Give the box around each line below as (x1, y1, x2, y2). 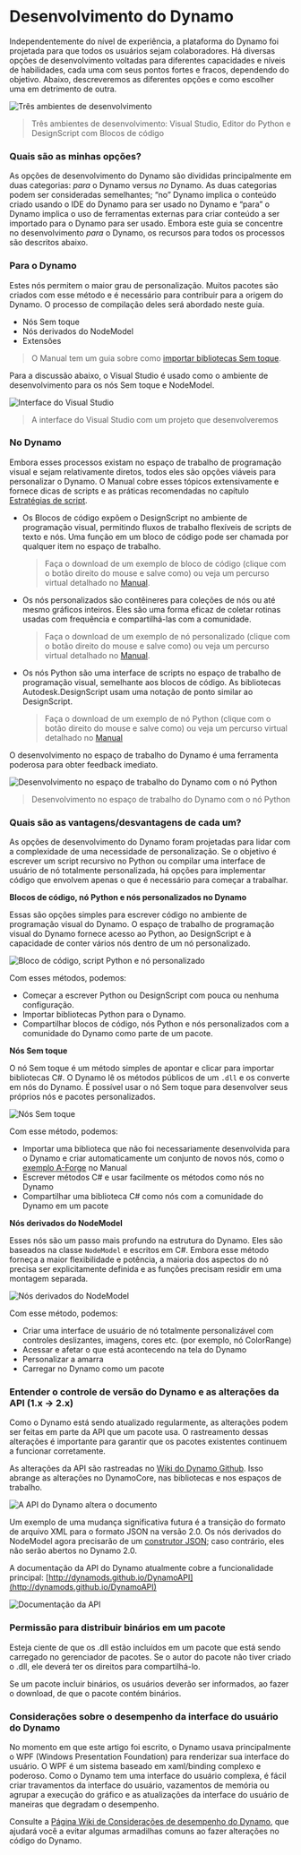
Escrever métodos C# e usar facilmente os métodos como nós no (21, 1172, 264, 1183)
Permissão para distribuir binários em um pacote (9, 1621, 226, 1634)
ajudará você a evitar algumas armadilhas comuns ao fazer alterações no (9, 1825, 279, 1837)
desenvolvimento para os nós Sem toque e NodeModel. (9, 379, 215, 391)
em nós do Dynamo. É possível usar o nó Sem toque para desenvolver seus (9, 1082, 288, 1093)
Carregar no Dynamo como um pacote (21, 1363, 165, 1374)
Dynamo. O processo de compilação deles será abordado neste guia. (9, 298, 265, 310)
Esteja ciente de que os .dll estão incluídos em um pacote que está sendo (9, 1642, 281, 1653)
